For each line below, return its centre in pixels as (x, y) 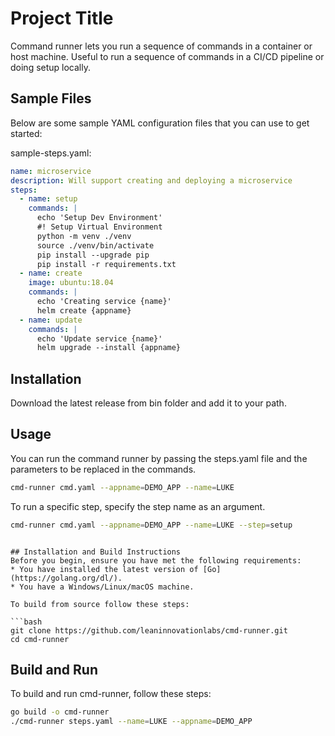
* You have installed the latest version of (104, 569)
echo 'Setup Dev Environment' (99, 218)
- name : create (51, 273)
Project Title (62, 18)
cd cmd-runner (40, 639)
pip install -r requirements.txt (106, 264)
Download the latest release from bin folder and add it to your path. (148, 403)
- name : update (51, 320)
